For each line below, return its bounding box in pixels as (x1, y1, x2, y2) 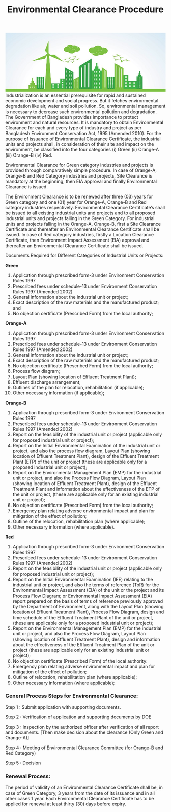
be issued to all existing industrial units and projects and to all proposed (5, 210, 156, 216)
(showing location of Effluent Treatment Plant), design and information (12, 636, 160, 642)
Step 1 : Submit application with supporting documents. (5, 704, 121, 710)
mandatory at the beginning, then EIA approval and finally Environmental (5, 178, 157, 184)
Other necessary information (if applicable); (12, 390, 104, 396)
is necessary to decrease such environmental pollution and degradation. (5, 108, 157, 115)
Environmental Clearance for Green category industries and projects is (5, 162, 154, 168)
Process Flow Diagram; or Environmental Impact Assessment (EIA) (12, 592, 153, 599)
